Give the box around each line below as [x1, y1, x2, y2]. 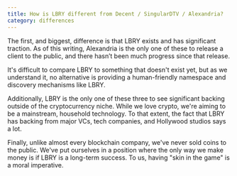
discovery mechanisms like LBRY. [7, 80, 106, 89]
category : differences [7, 17, 75, 24]
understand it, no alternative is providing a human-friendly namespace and [7, 72, 226, 82]
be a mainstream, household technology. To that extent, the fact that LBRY [7, 109, 225, 118]
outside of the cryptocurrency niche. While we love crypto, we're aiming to [7, 101, 226, 110]
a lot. [7, 124, 23, 133]
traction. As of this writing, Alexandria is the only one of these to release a [7, 44, 224, 53]
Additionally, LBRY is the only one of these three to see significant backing [7, 94, 225, 103]
